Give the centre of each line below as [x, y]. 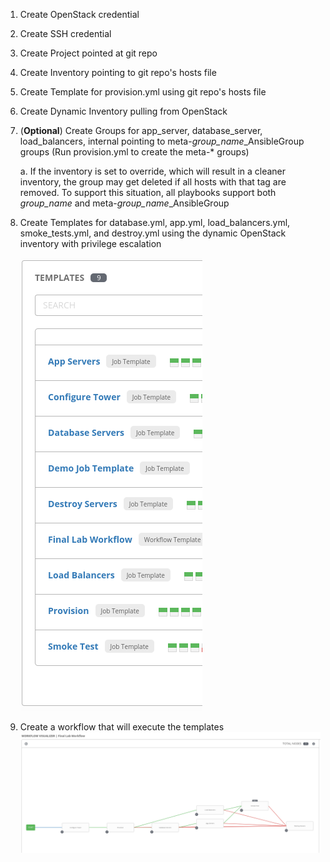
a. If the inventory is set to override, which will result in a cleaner [153, 171]
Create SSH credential [65, 33]
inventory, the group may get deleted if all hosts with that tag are [153, 182]
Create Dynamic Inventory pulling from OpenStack [123, 111]
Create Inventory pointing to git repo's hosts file [118, 72]
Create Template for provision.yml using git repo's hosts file [143, 92]
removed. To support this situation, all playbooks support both [148, 192]
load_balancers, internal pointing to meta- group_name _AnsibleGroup [162, 141]
